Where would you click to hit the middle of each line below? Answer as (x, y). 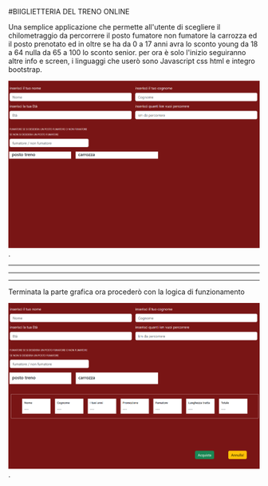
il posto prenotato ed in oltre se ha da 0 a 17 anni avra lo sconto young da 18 (133, 44)
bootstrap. (25, 70)
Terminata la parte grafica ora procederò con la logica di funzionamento (126, 292)
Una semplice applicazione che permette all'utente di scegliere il (114, 27)
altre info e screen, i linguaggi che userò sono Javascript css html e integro (132, 61)
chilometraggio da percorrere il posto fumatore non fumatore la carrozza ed (133, 36)
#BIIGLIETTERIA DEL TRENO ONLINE (69, 12)
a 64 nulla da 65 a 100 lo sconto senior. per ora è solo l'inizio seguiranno (127, 52)
